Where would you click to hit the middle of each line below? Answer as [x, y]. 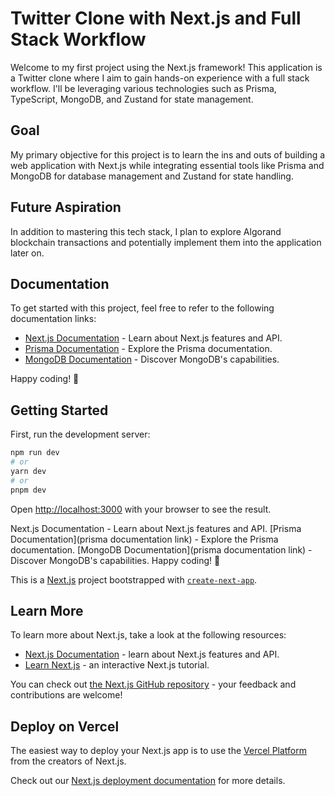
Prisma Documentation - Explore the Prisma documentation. [148, 349]
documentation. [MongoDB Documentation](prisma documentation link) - [161, 549]
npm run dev [35, 453]
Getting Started [59, 410]
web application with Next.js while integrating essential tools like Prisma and [167, 165]
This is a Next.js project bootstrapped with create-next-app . [134, 579]
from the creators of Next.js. [68, 761]
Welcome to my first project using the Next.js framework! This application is [166, 67]
